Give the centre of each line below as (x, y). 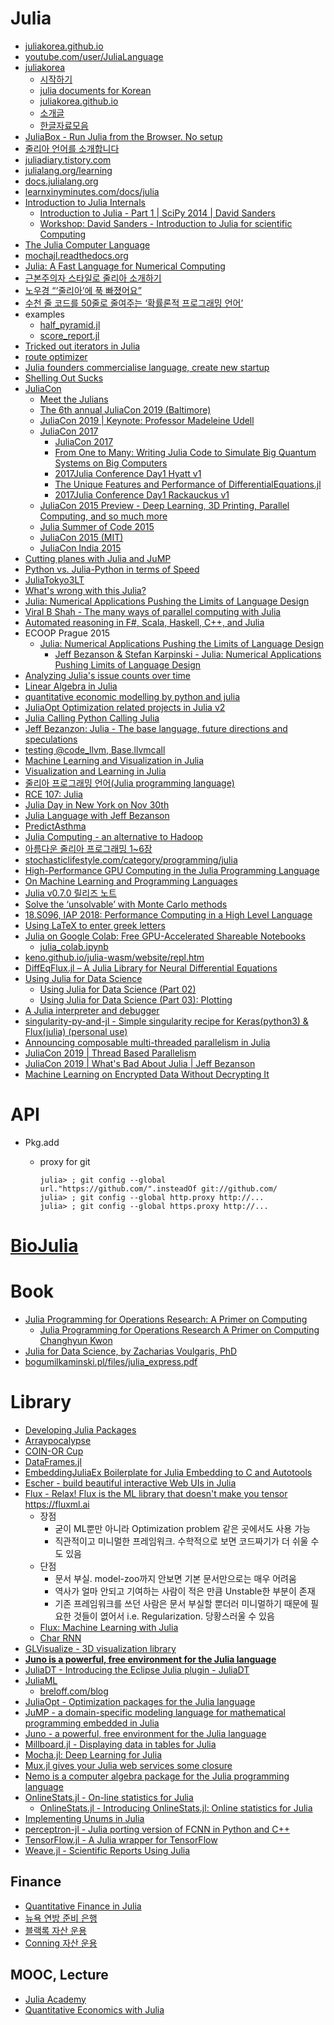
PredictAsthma (55, 826)
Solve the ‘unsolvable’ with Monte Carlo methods (126, 904)
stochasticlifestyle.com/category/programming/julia (131, 859)
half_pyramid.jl (70, 324)
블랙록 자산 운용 (55, 1930)
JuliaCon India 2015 (80, 548)
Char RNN (60, 1638)
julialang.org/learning (68, 170)
